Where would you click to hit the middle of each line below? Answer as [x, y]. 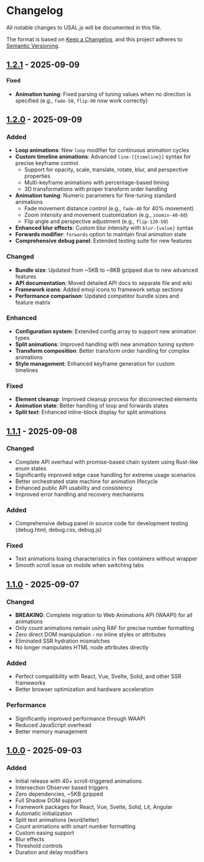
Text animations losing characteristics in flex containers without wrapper [106, 559]
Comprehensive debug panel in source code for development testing [101, 523]
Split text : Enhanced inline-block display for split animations [90, 412]
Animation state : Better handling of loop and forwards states [92, 406]
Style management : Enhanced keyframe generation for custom [95, 364]
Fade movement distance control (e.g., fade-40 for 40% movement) [109, 208]
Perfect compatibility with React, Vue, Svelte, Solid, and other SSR [98, 676]
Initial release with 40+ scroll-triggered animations [78, 781]
